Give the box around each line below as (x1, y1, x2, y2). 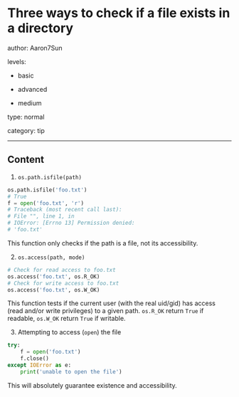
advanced (17, 85, 48, 93)
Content (7, 154, 45, 166)
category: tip (7, 126, 45, 134)
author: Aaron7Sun (7, 43, 63, 52)
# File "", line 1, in (7, 213, 75, 220)
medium (17, 98, 42, 107)
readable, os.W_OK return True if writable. (7, 314, 126, 323)
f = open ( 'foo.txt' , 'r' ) (7, 199, 84, 207)
